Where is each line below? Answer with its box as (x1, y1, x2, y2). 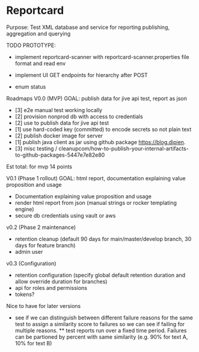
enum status (14, 83, 46, 90)
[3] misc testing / (14, 145, 58, 152)
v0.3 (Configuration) (6, 260, 57, 267)
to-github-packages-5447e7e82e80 (14, 151, 105, 159)
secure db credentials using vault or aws (14, 212, 116, 219)
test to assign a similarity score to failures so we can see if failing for (14, 320, 185, 327)
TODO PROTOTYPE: (6, 42, 56, 49)
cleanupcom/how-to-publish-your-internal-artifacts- (58, 145, 189, 152)
